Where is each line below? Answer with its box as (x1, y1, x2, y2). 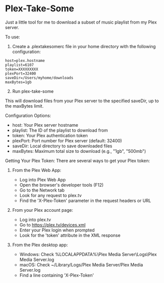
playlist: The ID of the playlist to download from (12, 127, 108, 133)
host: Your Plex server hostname (12, 122, 79, 128)
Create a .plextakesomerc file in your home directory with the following (12, 43, 156, 49)
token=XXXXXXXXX (5, 67, 38, 72)
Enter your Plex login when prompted (19, 227, 95, 233)
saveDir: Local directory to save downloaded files (12, 143, 112, 149)
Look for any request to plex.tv (19, 192, 82, 198)
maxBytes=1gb (5, 80, 32, 85)
